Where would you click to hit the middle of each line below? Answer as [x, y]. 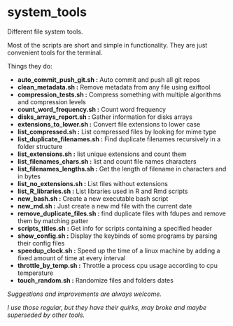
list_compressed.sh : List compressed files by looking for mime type [117, 132]
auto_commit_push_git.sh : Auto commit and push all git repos [109, 79]
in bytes [29, 176]
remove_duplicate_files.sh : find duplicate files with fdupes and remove [121, 213]
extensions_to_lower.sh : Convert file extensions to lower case [109, 124]
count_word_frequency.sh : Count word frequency [92, 109]
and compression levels [51, 101]
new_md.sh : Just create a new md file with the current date [105, 206]
